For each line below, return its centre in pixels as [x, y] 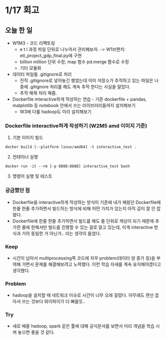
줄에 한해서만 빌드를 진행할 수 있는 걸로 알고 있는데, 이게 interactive [87, 227]
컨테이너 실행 [25, 157]
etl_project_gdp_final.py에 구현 [51, 56]
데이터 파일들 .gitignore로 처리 [42, 74]
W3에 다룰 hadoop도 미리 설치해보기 [56, 112]
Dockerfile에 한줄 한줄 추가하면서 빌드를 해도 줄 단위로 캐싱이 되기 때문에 [83, 221]
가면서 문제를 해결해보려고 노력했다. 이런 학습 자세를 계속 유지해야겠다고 [91, 264]
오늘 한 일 [19, 30]
